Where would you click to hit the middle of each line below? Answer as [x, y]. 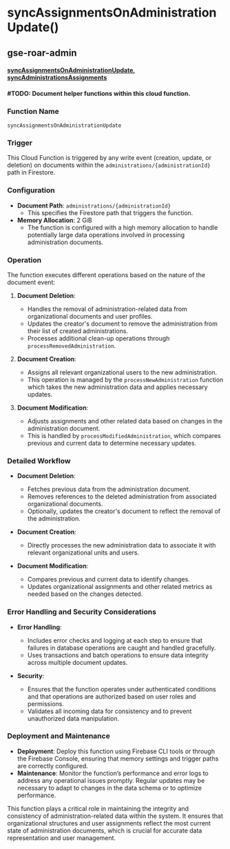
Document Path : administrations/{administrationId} [94, 206]
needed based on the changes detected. [85, 594]
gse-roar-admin [42, 53]
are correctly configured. [52, 766]
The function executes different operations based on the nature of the [106, 274]
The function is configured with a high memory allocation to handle [123, 227]
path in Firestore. [31, 172]
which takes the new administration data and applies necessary [117, 387]
